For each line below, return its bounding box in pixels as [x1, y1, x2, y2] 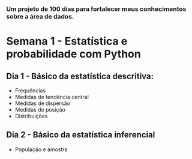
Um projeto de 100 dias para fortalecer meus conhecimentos [6, 5, 187, 13]
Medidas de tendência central [14, 93, 89, 100]
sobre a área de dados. [6, 12, 74, 20]
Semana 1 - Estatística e [6, 35, 128, 48]
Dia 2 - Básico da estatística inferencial [6, 130, 155, 140]
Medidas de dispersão [14, 100, 71, 107]
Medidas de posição [14, 106, 66, 113]
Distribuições [14, 112, 48, 119]
